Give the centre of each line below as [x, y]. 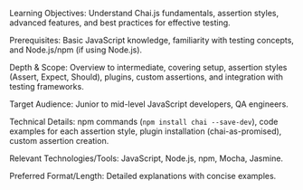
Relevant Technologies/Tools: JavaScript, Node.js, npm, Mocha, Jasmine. [146, 158]
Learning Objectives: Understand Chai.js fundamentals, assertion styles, [144, 13]
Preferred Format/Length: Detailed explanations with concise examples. [143, 176]
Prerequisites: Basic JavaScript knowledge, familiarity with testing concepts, [151, 40]
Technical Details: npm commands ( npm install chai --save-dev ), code [144, 122]
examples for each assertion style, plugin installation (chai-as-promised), [146, 131]
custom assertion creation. [59, 141]
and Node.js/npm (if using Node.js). [76, 50]
